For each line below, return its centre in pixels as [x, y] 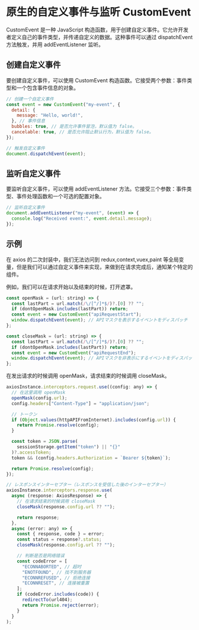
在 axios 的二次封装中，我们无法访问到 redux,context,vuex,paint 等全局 [93, 259]
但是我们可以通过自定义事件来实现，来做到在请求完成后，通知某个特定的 [105, 266]
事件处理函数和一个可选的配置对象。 [60, 197]
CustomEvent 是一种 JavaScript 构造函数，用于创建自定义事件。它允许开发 [97, 30]
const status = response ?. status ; [59, 539]
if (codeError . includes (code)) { [58, 594]
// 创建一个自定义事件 [30, 99]
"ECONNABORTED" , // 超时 [52, 567]
